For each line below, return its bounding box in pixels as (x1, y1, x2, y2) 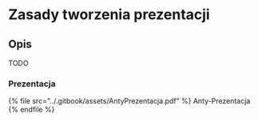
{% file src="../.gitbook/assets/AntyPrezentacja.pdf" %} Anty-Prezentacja (8, 96, 251, 106)
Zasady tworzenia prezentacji (8, 6, 210, 24)
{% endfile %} (8, 105, 55, 115)
